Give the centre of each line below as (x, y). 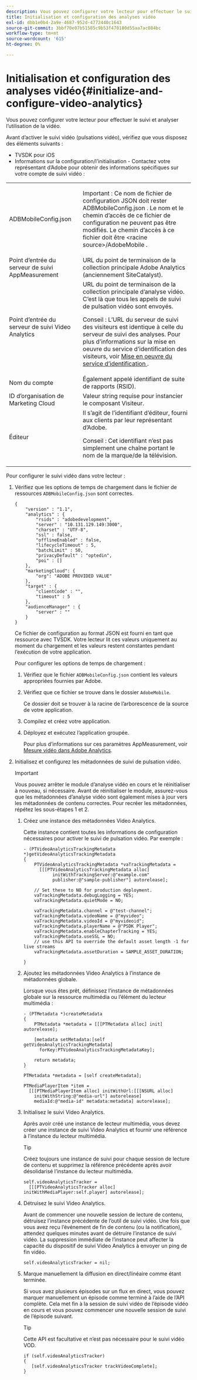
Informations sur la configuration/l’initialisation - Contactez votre (92, 161)
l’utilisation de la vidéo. (34, 126)
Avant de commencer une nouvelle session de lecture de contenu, (103, 1214)
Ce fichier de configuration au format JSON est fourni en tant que (94, 633)
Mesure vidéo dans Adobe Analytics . (68, 750)
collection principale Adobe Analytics (134, 267)
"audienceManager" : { (53, 607)
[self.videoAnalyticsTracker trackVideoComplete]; (94, 1366)
